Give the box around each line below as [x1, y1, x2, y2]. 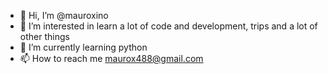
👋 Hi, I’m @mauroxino [19, 10, 109, 21]
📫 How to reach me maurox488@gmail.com [19, 53, 204, 64]
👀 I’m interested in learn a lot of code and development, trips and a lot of [19, 20, 318, 32]
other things [19, 31, 70, 42]
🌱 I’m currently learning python [19, 41, 148, 53]
